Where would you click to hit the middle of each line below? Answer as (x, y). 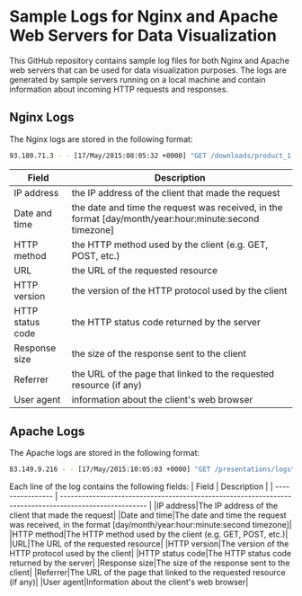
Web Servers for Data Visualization (143, 36)
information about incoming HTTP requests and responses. (119, 89)
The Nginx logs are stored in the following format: (101, 139)
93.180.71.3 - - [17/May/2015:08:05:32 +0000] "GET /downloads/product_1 (151, 156)
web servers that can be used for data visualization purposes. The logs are (148, 70)
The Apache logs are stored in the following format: (105, 453)
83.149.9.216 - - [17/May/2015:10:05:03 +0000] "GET (110, 469)
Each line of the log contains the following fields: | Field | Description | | (142, 486)
